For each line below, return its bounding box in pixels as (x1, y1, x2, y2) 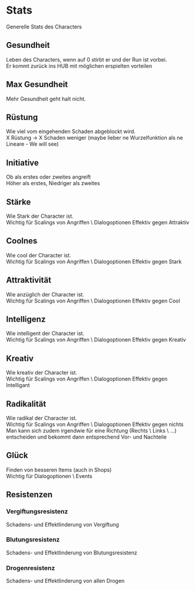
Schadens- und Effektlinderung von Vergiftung (6, 521, 120, 528)
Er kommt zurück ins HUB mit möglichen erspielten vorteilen (6, 62, 153, 69)
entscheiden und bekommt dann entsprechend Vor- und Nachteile (6, 433, 167, 441)
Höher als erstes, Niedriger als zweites (6, 180, 100, 187)
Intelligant (6, 382, 31, 389)
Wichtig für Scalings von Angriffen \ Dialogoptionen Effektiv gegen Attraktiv (6, 219, 190, 225)
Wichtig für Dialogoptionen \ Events (6, 472, 92, 479)
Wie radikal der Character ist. (6, 415, 77, 422)
